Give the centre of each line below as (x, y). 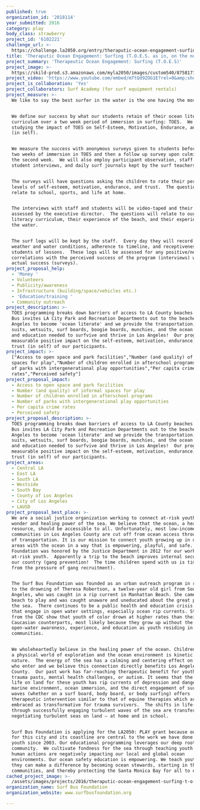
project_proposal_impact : (38, 379)
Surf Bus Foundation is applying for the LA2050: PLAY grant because (99, 732)
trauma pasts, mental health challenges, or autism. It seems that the (102, 677)
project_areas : (25, 462)
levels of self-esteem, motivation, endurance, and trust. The (93, 187)
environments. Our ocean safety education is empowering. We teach (97, 759)
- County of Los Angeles (42, 496)
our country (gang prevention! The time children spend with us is (98, 562)
